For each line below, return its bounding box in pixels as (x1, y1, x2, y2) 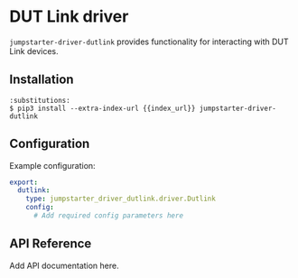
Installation (9, 72, 74, 88)
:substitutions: (9, 96, 70, 105)
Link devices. (9, 45, 59, 56)
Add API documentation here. (9, 260, 119, 271)
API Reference (9, 236, 92, 252)
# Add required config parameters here (33, 211, 183, 220)
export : (9, 178, 39, 187)
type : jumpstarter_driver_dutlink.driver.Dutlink (25, 194, 217, 204)
